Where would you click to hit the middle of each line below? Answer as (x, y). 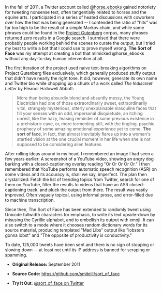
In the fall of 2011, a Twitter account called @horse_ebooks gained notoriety (81, 7)
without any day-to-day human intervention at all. (54, 58)
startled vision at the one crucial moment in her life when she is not (84, 139)
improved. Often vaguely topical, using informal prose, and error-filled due (79, 195)
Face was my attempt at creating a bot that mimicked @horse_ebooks (74, 53)
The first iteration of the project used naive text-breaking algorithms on (76, 68)
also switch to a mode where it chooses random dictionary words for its (76, 225)
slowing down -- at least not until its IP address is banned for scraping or (78, 250)
